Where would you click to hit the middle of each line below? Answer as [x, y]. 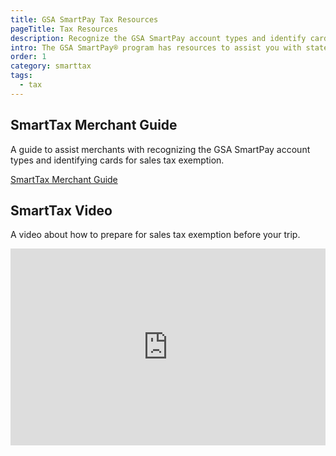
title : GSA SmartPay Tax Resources [84, 19]
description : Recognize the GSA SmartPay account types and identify [158, 38]
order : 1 [28, 57]
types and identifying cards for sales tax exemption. [117, 160]
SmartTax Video [61, 210]
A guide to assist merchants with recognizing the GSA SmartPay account [160, 149]
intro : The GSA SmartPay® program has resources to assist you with [156, 47]
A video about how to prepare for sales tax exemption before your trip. [155, 235]
